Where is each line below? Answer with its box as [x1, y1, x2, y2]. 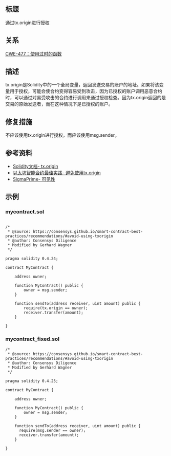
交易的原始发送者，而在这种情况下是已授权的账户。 [5, 101, 113, 107]
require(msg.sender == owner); [18, 428, 86, 433]
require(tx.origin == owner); [24, 305, 88, 311]
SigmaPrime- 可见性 [12, 176, 55, 183]
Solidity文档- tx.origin [12, 163, 58, 170]
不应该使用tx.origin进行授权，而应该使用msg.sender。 [5, 132, 119, 138]
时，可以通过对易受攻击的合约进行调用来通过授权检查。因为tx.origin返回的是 [5, 95, 166, 101]
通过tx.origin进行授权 [5, 20, 50, 26]
